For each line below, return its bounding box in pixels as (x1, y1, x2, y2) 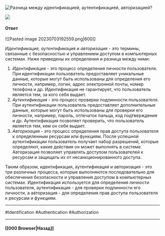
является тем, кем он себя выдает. (12, 123, 86, 129)
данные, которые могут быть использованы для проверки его (12, 107, 143, 113)
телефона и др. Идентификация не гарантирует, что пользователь (12, 87, 151, 92)
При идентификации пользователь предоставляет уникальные (12, 71, 144, 77)
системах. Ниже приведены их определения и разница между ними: (5, 56, 150, 62)
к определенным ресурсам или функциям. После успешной (12, 133, 139, 140)
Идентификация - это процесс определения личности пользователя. (12, 65, 158, 71)
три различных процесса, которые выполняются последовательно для (5, 169, 155, 175)
